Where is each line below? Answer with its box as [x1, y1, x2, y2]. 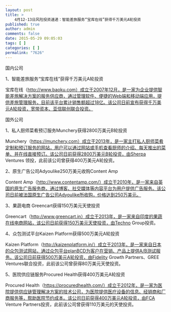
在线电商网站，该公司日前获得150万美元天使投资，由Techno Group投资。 [5, 220, 159, 226]
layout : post [5, 7, 33, 13]
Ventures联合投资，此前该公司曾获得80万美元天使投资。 [5, 261, 124, 267]
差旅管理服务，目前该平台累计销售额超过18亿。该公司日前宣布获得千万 [9, 99, 157, 105]
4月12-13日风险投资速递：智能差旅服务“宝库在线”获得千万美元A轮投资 [14, 17, 141, 22]
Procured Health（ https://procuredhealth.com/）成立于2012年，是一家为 [5, 282, 158, 288]
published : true [5, 21, 40, 27]
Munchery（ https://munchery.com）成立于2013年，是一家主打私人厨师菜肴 [5, 138, 164, 144]
